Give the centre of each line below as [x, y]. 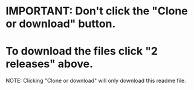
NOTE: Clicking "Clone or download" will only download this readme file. [96, 81]
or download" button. [61, 24]
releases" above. [49, 64]
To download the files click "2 [82, 51]
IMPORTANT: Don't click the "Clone [97, 11]
